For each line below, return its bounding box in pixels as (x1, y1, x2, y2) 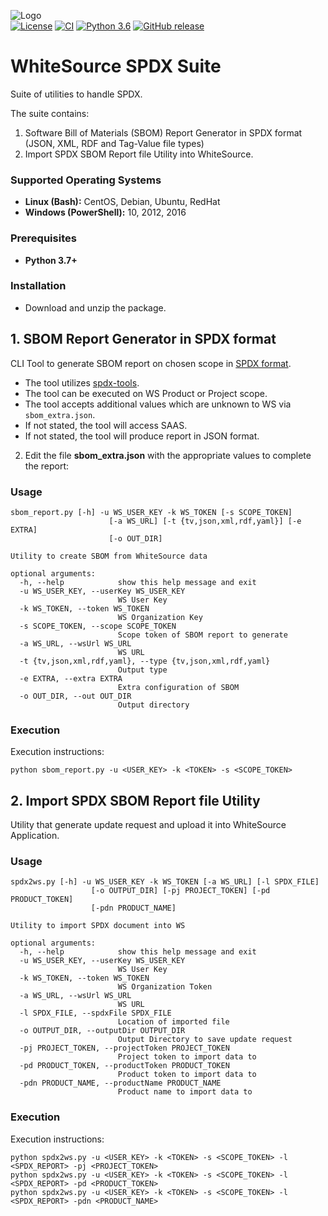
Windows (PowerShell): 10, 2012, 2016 (24, 206, 187, 219)
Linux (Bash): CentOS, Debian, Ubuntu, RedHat (24, 196, 221, 208)
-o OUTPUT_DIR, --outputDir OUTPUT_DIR (19, 1026, 186, 1036)
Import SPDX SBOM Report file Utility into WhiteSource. (24, 148, 254, 160)
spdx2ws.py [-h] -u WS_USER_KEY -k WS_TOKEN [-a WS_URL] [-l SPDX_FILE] (10, 877, 320, 887)
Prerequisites (10, 231, 77, 245)
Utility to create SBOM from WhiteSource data (10, 551, 208, 561)
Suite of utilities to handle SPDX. (10, 88, 143, 100)
